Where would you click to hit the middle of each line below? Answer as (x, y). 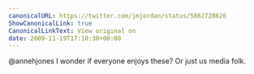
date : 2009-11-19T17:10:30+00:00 (65, 38)
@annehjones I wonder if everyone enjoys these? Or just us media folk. (127, 61)
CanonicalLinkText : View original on (72, 31)
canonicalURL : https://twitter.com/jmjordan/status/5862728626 (118, 16)
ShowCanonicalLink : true (50, 23)
